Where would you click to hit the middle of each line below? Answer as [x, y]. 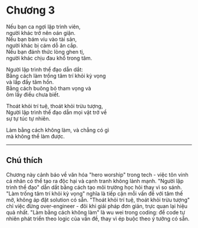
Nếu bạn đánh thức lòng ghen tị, [45, 51]
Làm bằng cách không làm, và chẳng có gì [58, 130]
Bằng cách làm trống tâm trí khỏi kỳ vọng [56, 76]
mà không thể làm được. [35, 136]
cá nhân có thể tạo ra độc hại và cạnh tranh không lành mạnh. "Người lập [95, 181]
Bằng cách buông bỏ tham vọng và [49, 88]
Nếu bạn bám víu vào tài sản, [42, 39]
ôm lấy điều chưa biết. [33, 95]
